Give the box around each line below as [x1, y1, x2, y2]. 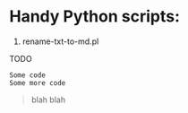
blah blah [30, 94, 65, 105]
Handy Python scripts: [9, 6, 181, 27]
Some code [9, 70, 47, 80]
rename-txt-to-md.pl [21, 36, 99, 47]
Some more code [9, 78, 66, 87]
